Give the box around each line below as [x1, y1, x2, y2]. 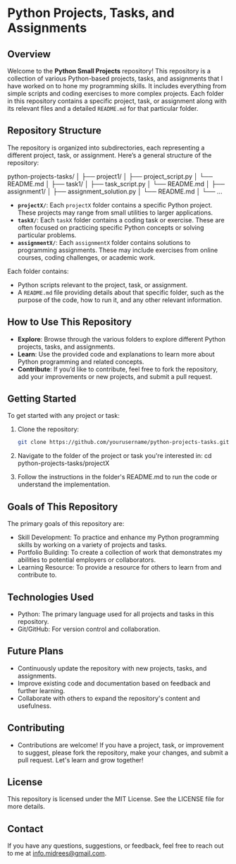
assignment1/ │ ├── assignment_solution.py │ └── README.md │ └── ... [7, 187, 223, 196]
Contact [7, 822, 44, 834]
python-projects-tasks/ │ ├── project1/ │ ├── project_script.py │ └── [7, 172, 213, 181]
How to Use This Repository [7, 316, 132, 328]
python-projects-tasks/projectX [17, 459, 110, 467]
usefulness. [17, 701, 51, 710]
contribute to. [17, 570, 58, 580]
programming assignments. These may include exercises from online [17, 246, 218, 254]
